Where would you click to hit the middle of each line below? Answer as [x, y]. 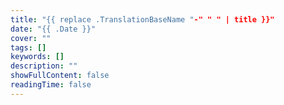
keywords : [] [37, 57]
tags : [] [28, 47]
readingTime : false [51, 85]
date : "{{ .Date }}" [53, 29]
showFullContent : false [60, 76]
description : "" [44, 66]
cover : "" [31, 38]
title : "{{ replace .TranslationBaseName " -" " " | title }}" [142, 19]
